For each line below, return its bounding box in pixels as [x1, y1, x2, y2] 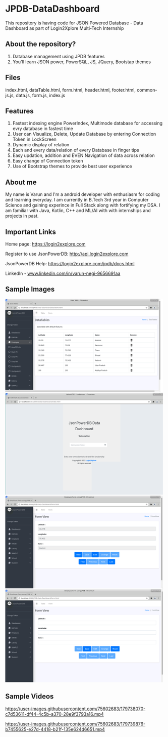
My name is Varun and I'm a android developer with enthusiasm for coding [5, 191, 160, 197]
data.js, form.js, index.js [16, 92, 66, 98]
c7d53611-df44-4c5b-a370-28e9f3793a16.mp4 [5, 711, 104, 717]
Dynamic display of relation [12, 142, 70, 148]
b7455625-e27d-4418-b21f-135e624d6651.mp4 [5, 726, 105, 732]
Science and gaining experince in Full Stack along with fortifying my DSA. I [5, 202, 160, 208]
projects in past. [5, 213, 39, 219]
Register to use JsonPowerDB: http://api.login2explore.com [5, 251, 129, 257]
